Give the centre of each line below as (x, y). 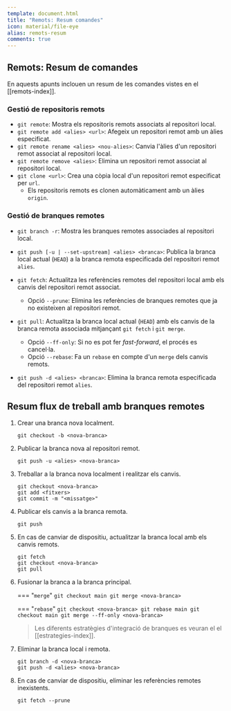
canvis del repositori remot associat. (69, 287)
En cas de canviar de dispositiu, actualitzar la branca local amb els (112, 537)
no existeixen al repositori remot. (74, 308)
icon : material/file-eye (43, 26)
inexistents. (34, 688)
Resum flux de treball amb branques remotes (106, 406)
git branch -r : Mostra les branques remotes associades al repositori (115, 231)
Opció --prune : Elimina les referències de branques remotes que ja (122, 300)
